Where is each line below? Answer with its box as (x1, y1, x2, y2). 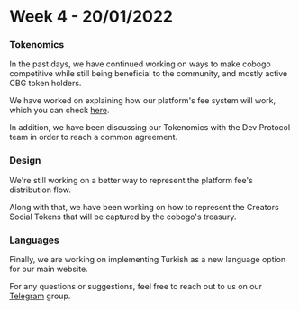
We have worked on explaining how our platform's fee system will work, (9, 95, 276, 106)
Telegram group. (9, 290, 71, 302)
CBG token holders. (9, 78, 82, 89)
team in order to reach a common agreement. (9, 132, 178, 143)
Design (9, 155, 41, 167)
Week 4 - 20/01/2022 (9, 6, 174, 27)
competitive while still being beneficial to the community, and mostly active (9, 68, 288, 79)
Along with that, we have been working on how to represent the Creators (9, 201, 279, 212)
